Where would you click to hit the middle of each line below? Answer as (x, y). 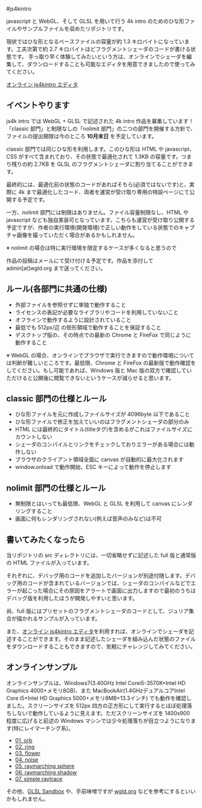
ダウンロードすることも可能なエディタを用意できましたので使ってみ (111, 64)
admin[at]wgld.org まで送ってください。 (56, 268)
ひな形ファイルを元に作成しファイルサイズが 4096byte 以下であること (103, 414)
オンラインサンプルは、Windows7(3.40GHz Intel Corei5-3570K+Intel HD (96, 683)
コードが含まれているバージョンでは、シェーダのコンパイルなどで (109, 583)
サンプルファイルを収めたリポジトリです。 (75, 29)
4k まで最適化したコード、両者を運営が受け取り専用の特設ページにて (104, 192)
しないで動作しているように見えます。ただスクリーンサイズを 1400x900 (100, 713)
